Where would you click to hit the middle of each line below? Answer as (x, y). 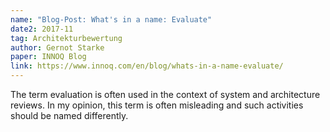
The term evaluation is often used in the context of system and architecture (165, 94)
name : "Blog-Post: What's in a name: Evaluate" (111, 19)
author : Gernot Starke (57, 47)
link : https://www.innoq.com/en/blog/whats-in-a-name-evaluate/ (147, 66)
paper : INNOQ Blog (48, 57)
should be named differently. (69, 115)
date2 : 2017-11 (42, 29)
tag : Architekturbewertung (66, 38)
